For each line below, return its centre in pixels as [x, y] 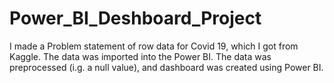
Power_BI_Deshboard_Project [135, 18]
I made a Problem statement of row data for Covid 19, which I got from [154, 46]
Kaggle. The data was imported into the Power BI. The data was [140, 56]
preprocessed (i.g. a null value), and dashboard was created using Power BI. [166, 67]
